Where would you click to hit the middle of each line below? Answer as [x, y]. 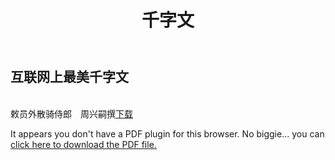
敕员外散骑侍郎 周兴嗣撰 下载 [71, 113]
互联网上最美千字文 [69, 77]
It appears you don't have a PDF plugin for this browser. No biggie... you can [167, 133]
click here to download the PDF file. [83, 144]
